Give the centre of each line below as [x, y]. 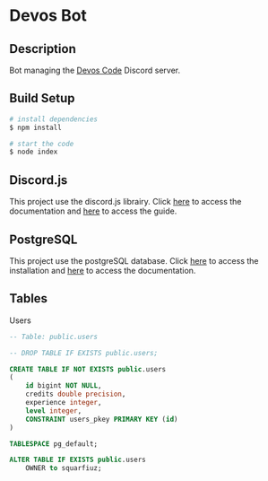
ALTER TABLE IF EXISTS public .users [78, 460]
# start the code [42, 144]
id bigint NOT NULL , [64, 386]
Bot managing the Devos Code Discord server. [95, 70]
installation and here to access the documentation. [103, 270]
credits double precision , [76, 394]
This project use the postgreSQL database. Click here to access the [134, 260]
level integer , [54, 411]
